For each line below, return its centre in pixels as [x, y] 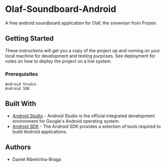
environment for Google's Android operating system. [66, 121]
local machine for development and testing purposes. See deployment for [80, 56]
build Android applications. [40, 131]
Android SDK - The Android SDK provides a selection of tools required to [86, 126]
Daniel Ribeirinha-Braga [36, 159]
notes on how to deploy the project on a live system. [58, 61]
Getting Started [29, 39]
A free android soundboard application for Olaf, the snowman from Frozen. [81, 23]
